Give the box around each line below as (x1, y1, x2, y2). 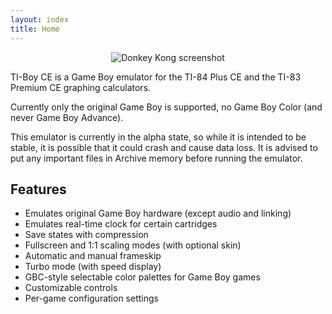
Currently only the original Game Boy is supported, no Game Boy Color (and (10, 101, 323, 113)
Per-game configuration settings (24, 292, 159, 305)
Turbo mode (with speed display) (24, 261, 162, 273)
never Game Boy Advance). (10, 111, 124, 123)
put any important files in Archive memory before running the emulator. (10, 152, 303, 164)
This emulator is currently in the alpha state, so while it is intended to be (10, 131, 307, 143)
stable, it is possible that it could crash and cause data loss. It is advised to (10, 141, 318, 153)
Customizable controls (24, 282, 118, 294)
